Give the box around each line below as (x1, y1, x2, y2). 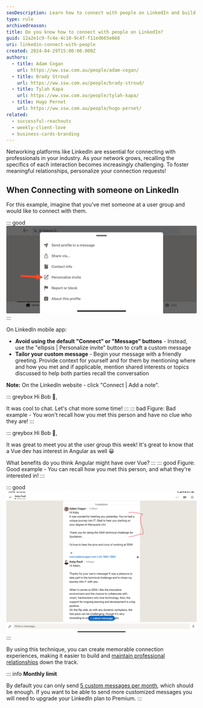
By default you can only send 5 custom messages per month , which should (6, 681, 194, 689)
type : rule (6, 16, 34, 22)
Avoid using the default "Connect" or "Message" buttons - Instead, (14, 338, 188, 345)
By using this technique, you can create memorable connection (6, 645, 164, 652)
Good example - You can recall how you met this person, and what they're (6, 466, 192, 473)
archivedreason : (6, 22, 47, 28)
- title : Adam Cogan (11, 60, 63, 66)
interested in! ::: (6, 472, 45, 480)
